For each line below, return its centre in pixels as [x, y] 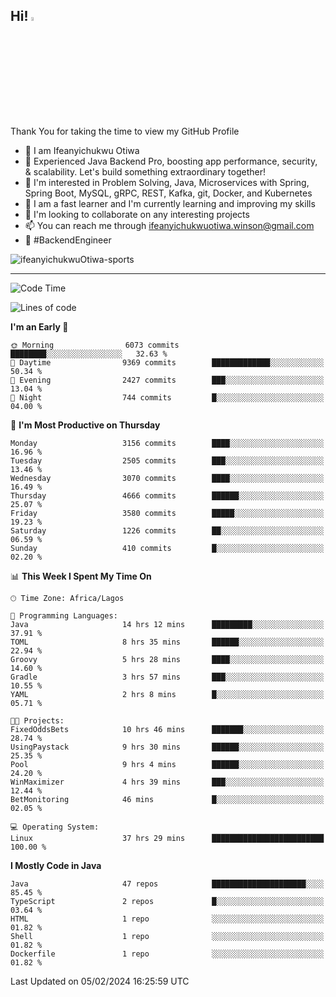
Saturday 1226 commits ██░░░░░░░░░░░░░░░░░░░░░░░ [167, 530]
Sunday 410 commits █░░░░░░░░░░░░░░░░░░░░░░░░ [167, 548]
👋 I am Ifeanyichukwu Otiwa [82, 150]
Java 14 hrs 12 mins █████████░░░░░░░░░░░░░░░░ [167, 624]
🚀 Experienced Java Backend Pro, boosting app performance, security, [171, 161]
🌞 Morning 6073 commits [95, 345]
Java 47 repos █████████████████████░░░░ [167, 884]
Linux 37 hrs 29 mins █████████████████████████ [167, 838]
